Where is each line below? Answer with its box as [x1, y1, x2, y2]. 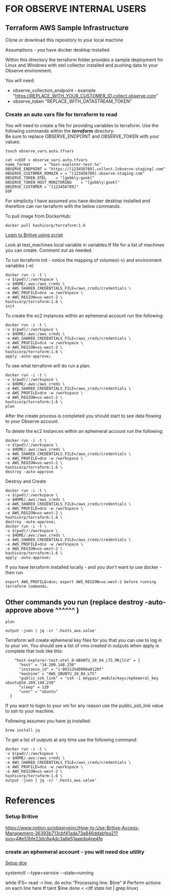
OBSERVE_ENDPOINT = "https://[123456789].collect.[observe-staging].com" [5, 166, 166, 172]
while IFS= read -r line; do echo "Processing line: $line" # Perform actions [5, 879, 161, 886]
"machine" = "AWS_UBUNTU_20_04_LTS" [18, 671, 97, 676]
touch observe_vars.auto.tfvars [5, 149, 74, 154]
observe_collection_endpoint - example [12, 87, 96, 93]
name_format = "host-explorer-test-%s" [5, 162, 102, 167]
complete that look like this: [5, 648, 63, 654]
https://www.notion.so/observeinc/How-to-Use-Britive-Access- [5, 825, 140, 831]
